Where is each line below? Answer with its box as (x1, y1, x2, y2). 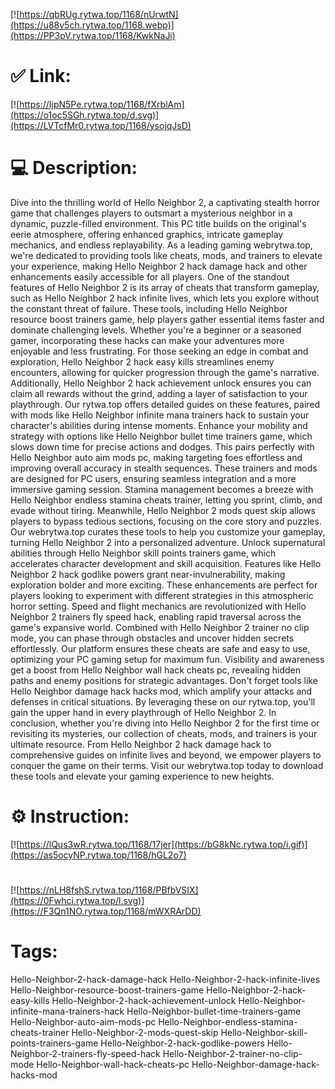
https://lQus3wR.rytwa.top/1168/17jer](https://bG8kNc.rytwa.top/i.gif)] (19, 838, 308, 850)
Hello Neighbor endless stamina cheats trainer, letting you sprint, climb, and (10, 494, 323, 506)
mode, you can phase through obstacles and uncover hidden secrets (10, 632, 295, 644)
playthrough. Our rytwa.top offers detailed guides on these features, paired (10, 398, 321, 410)
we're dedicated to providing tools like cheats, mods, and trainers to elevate (10, 249, 323, 261)
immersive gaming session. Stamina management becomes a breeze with (10, 483, 314, 495)
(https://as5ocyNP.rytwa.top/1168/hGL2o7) (10, 849, 187, 861)
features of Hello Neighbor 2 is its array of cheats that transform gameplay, (10, 281, 320, 293)
